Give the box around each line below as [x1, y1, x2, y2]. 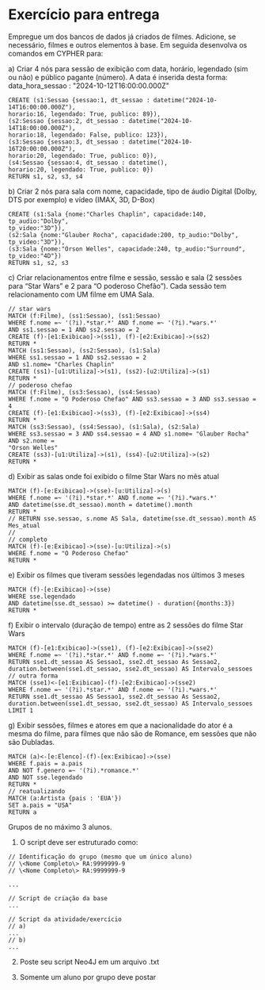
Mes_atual [8, 521, 41, 529]
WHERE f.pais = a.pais [8, 759, 83, 767]
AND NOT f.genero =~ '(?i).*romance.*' [8, 766, 140, 774]
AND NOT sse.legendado [8, 773, 83, 781]
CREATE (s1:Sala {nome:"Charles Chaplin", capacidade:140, [8, 210, 207, 218]
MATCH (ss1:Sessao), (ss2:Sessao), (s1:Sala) [8, 347, 161, 355]
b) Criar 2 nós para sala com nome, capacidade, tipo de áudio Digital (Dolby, [8, 186, 257, 196]
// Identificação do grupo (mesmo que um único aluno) [8, 853, 193, 861]
